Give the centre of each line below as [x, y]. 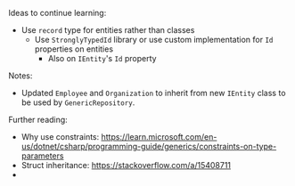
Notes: [20, 76]
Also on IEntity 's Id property [102, 58]
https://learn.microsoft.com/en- [159, 137]
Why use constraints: [60, 137]
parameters [42, 156]
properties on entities [74, 49]
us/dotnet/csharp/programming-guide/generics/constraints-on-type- [149, 146]
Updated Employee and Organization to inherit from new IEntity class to [153, 93]
